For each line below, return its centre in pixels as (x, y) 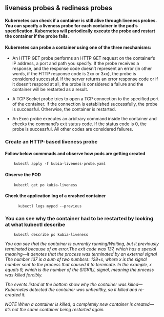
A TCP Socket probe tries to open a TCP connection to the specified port (85, 99)
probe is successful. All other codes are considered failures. (72, 129)
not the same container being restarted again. (58, 310)
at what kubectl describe (35, 225)
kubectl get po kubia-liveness (46, 185)
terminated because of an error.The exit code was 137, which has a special (81, 249)
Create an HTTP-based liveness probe (51, 142)
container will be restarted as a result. (50, 90)
